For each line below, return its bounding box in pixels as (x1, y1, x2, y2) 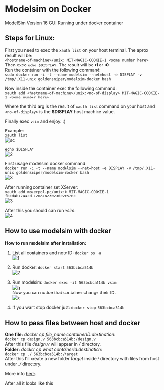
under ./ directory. (5, 361, 42, 367)
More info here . (5, 371, 36, 377)
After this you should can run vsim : (5, 207, 76, 213)
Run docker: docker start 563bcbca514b (12, 264, 94, 270)
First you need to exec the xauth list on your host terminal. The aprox (5, 47, 149, 53)
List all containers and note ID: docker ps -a (12, 250, 102, 256)
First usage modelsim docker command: (5, 161, 87, 166)
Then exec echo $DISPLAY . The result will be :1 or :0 (5, 62, 109, 67)
